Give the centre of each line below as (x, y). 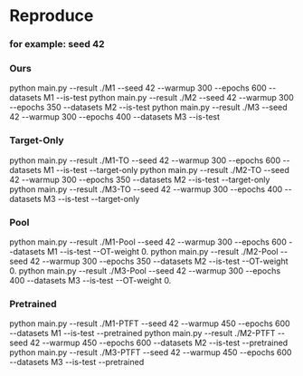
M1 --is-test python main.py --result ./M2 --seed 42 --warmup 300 (169, 98)
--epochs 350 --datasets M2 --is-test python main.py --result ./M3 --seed (148, 107)
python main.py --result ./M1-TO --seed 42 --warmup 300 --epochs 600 (145, 160)
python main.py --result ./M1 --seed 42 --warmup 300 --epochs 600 (138, 88)
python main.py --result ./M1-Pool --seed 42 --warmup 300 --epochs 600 (148, 242)
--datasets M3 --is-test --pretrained (77, 362)
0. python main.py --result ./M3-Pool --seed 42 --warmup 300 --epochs (145, 271)
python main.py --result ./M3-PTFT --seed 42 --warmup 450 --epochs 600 (151, 352)
